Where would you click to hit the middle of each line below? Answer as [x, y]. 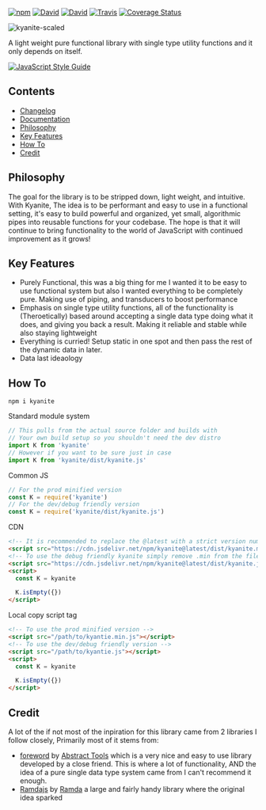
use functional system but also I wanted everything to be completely [131, 291]
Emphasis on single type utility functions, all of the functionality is [127, 308]
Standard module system [49, 416]
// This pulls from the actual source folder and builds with [113, 431]
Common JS [28, 475]
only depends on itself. [46, 51]
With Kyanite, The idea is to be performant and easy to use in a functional [128, 205]
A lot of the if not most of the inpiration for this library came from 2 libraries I [133, 732]
